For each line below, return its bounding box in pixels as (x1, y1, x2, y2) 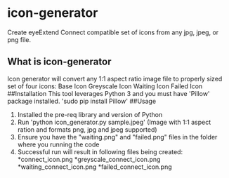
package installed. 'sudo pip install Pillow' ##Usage (7, 97, 157, 105)
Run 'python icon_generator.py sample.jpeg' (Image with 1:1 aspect (17, 118, 211, 126)
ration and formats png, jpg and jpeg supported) (17, 125, 157, 134)
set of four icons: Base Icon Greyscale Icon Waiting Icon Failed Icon (7, 82, 203, 90)
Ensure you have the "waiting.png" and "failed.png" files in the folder (17, 132, 218, 141)
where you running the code (17, 140, 100, 149)
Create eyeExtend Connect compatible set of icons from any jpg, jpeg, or (7, 28, 219, 36)
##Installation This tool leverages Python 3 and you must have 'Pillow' (7, 89, 210, 97)
